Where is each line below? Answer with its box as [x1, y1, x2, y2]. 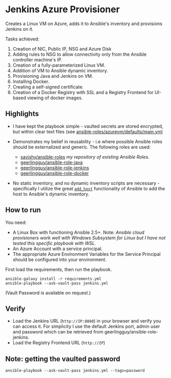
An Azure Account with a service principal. [12, 246, 103, 252]
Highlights [5, 109, 39, 118]
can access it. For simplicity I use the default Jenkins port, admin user [12, 323, 160, 329]
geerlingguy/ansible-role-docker [20, 170, 89, 176]
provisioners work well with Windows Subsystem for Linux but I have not [12, 234, 166, 241]
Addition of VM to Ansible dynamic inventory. [12, 68, 108, 74]
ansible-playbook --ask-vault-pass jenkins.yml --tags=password [5, 368, 145, 373]
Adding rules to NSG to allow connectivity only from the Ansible [12, 51, 147, 57]
